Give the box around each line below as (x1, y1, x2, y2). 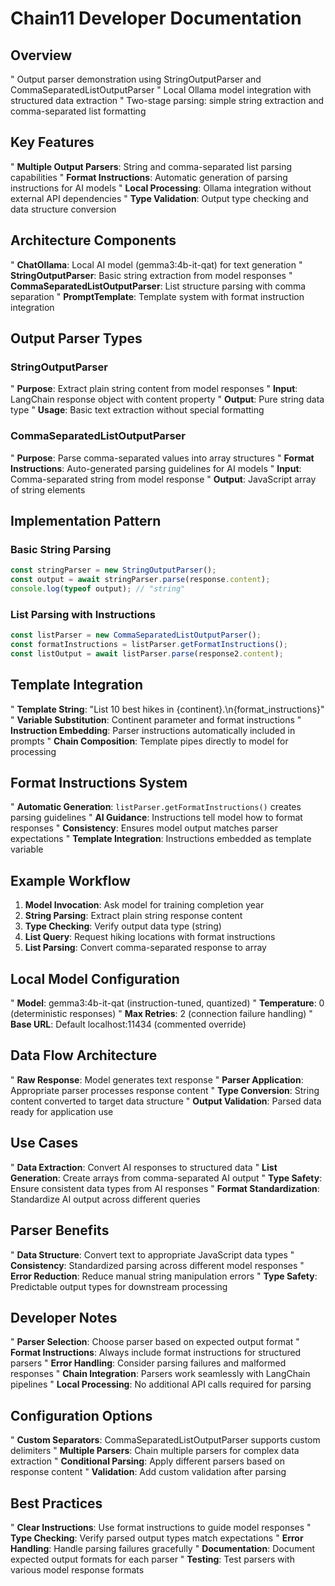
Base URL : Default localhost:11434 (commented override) (10, 1018, 247, 1031)
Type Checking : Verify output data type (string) (24, 920, 222, 932)
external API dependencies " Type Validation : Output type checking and (10, 192, 309, 204)
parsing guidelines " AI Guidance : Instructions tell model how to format (10, 812, 303, 824)
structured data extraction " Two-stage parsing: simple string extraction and (10, 95, 325, 106)
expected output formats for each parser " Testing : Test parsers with (10, 1553, 295, 1565)
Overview (10, 47, 73, 64)
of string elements (10, 483, 86, 496)
